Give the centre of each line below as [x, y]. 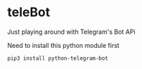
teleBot [29, 12]
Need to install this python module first [63, 45]
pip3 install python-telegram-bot [58, 58]
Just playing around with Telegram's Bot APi [71, 32]
